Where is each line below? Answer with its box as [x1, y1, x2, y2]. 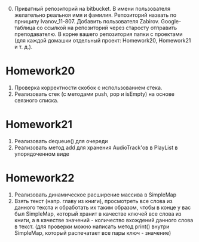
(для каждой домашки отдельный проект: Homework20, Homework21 [14, 37, 191, 44]
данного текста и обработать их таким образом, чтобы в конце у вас [14, 204, 191, 211]
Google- [160, 18, 182, 25]
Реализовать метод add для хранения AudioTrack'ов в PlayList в [14, 144, 178, 151]
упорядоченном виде [14, 150, 69, 158]
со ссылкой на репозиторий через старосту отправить [36, 24, 177, 31]
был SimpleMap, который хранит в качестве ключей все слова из [14, 210, 182, 217]
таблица [14, 24, 36, 31]
